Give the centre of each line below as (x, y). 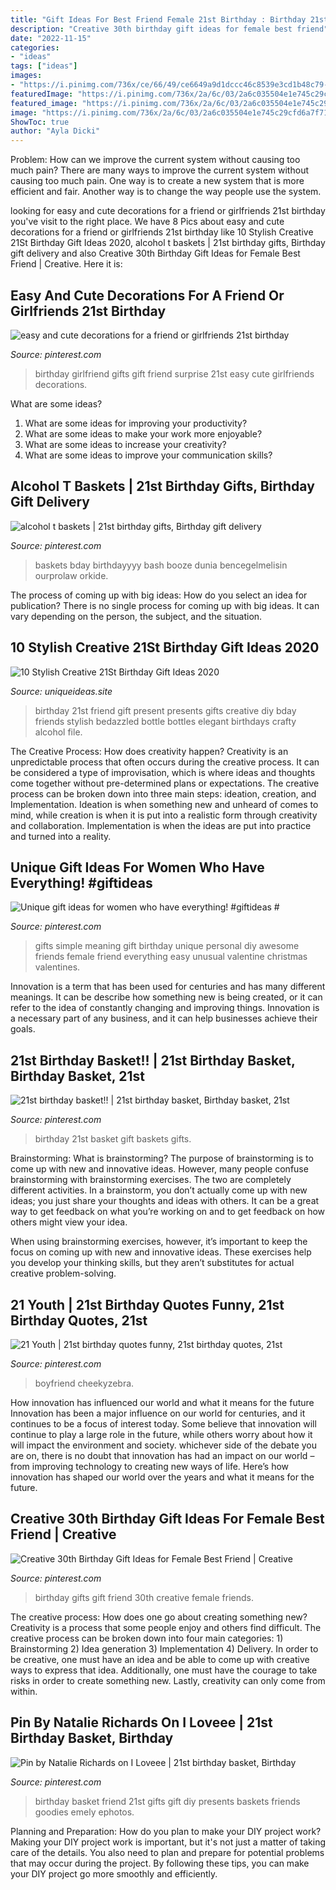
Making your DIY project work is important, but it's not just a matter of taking (168, 1842)
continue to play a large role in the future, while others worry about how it (161, 1434)
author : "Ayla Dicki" (55, 131)
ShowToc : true (40, 122)
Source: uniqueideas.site (61, 691)
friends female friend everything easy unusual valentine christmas (171, 957)
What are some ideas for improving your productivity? (136, 423)
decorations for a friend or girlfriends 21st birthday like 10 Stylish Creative (162, 232)
